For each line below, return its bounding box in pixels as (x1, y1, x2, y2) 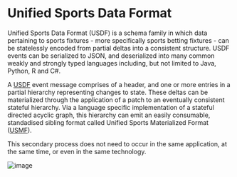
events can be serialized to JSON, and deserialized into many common (7, 51, 215, 60)
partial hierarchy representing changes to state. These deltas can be (7, 88, 209, 96)
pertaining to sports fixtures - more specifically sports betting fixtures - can (7, 36, 229, 44)
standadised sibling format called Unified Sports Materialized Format (7, 118, 209, 126)
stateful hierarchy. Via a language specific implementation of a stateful (7, 103, 215, 111)
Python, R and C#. (7, 66, 61, 75)
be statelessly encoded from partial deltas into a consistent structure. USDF (7, 44, 230, 52)
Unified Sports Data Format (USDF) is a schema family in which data (7, 29, 208, 37)
